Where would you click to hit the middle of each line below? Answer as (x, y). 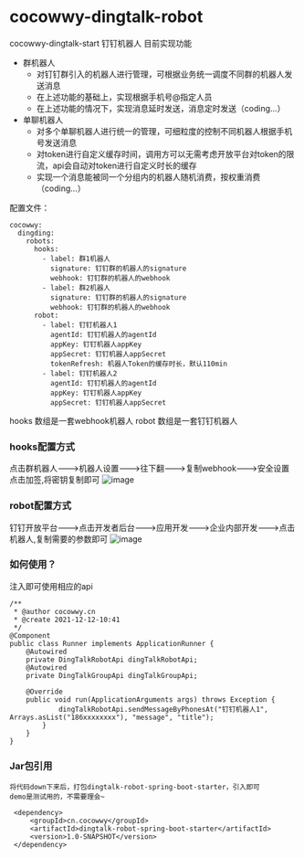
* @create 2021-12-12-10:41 (67, 620)
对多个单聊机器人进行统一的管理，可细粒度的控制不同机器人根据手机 (164, 131)
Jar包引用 (31, 766)
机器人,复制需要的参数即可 (59, 539)
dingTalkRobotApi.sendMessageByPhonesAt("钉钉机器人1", (163, 709)
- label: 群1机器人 (77, 259)
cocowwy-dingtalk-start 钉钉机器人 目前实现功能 (101, 43)
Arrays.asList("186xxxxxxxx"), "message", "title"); (112, 717)
